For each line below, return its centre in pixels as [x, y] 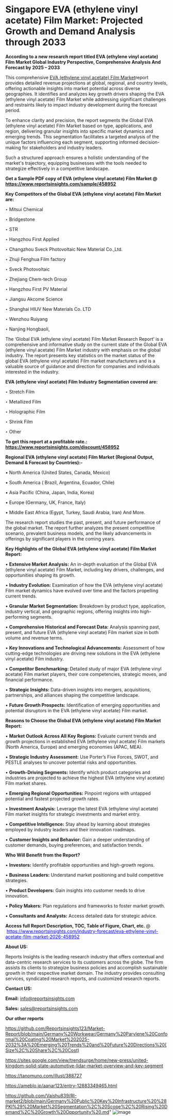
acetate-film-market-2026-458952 [42, 937]
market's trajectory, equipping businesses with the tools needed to [76, 163]
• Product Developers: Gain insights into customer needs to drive [75, 890]
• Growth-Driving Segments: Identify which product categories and [78, 772]
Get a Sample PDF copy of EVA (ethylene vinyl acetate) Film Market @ [81, 178]
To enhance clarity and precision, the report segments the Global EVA [79, 120]
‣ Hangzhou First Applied [32, 239]
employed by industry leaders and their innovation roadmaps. [71, 829]
